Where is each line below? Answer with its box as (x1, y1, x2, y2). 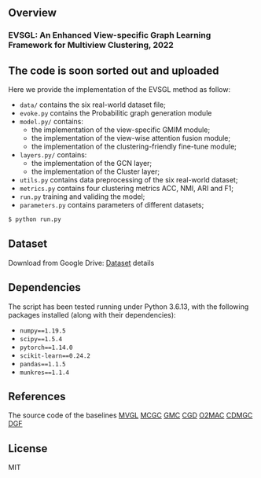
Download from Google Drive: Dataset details (8, 258, 155, 267)
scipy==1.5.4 (19, 335, 63, 343)
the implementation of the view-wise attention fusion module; (31, 134, 231, 143)
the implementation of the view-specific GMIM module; (31, 125, 211, 134)
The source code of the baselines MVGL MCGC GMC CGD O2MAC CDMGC (8, 410, 253, 420)
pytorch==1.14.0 (19, 344, 73, 351)
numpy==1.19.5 (19, 326, 66, 335)
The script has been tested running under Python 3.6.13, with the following (8, 302, 249, 311)
